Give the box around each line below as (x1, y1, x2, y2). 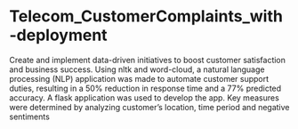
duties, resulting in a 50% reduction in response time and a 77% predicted (9, 83, 282, 93)
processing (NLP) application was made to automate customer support (9, 73, 270, 84)
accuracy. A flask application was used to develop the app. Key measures (9, 92, 280, 103)
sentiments (9, 111, 51, 122)
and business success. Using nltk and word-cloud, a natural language (9, 64, 265, 75)
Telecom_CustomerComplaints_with (9, 6, 283, 27)
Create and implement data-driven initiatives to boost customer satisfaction (9, 54, 286, 65)
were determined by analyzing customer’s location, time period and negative (9, 101, 291, 112)
